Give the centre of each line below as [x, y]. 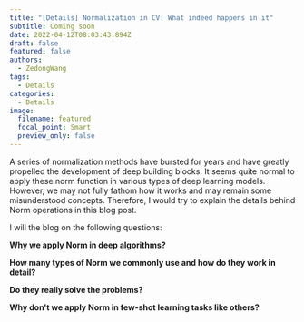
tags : [20, 77]
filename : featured [54, 119]
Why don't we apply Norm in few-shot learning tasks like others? [135, 307]
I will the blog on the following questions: [86, 227]
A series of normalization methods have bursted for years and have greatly [149, 161]
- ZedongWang [42, 69]
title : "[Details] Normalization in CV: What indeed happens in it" [142, 18]
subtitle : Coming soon [52, 26]
